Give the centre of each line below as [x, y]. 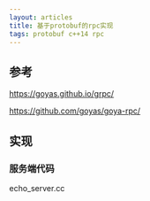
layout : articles [41, 17]
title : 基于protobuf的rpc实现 [61, 26]
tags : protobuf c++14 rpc [56, 34]
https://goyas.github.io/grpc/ [62, 94]
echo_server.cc [37, 188]
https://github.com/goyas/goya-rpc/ [75, 111]
